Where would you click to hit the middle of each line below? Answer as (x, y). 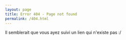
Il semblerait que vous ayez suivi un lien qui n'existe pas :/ (63, 33)
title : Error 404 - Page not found (41, 14)
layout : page (18, 10)
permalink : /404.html (27, 19)
